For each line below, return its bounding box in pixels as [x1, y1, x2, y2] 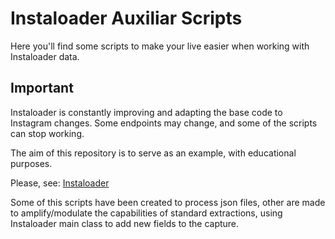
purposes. [10, 157, 53, 169]
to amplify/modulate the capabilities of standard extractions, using [10, 207, 283, 219]
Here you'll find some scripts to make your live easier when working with [10, 40, 310, 52]
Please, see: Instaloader [10, 177, 110, 189]
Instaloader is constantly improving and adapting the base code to [10, 106, 283, 118]
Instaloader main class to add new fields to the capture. [10, 217, 240, 229]
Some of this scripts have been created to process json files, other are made [10, 196, 326, 208]
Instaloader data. [10, 50, 80, 62]
